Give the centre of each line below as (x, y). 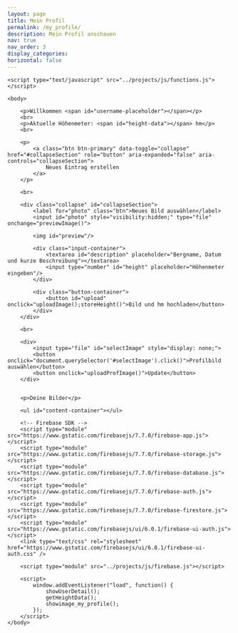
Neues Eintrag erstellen (82, 167)
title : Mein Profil (36, 21)
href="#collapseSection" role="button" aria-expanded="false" (102, 155)
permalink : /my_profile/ (44, 27)
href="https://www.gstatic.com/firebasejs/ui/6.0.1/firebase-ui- (106, 547)
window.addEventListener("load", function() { (103, 585)
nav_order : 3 (27, 47)
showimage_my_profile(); (82, 604)
